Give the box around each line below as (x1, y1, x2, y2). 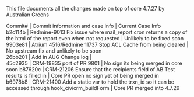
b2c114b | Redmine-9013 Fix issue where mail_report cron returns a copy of (6, 29, 188, 36)
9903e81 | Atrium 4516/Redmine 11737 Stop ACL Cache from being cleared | (6, 41, 189, 48)
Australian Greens (6, 11, 50, 18)
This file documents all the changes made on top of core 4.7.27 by (6, 5, 165, 12)
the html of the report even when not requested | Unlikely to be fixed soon (6, 35, 184, 41)
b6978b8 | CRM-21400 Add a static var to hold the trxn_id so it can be (6, 78, 175, 85)
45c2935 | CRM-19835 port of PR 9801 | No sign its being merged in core (6, 60, 182, 67)
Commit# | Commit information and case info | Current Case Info (6, 23, 161, 29)
